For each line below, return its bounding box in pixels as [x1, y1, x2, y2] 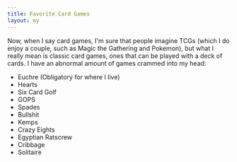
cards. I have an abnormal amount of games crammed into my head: [7, 59, 207, 67]
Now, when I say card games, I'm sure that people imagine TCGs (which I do [7, 36, 230, 45]
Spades [17, 103, 40, 111]
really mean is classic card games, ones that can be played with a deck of [7, 51, 223, 60]
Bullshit [17, 110, 40, 119]
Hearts [17, 80, 37, 88]
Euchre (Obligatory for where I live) [17, 72, 120, 81]
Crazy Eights [17, 125, 55, 134]
